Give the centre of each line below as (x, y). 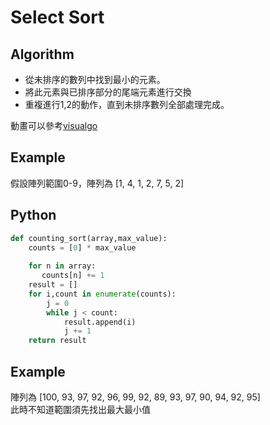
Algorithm (42, 54)
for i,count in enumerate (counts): (102, 294)
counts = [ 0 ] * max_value (82, 247)
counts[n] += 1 (73, 276)
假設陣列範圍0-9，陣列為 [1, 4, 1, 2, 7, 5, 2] (97, 183)
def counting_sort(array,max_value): (89, 238)
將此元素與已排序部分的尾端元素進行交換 (108, 92)
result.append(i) (100, 322)
